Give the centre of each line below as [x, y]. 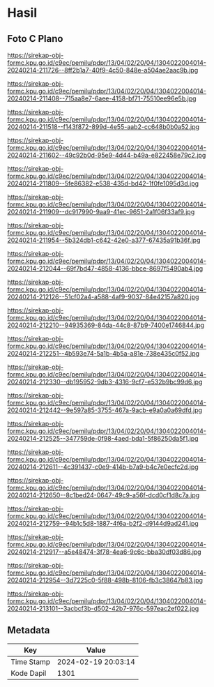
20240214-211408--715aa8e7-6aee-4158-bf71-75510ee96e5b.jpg [102, 98]
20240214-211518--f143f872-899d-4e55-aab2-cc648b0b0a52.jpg [104, 127]
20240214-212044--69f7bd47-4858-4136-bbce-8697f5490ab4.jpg [105, 269]
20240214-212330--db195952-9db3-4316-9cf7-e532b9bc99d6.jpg [105, 382]
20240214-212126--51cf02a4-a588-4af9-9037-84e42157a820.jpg [103, 297]
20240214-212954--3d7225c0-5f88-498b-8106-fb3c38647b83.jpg [105, 580]
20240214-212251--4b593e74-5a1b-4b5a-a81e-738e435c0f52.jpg [104, 353]
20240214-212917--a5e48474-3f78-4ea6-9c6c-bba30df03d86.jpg [104, 552]
